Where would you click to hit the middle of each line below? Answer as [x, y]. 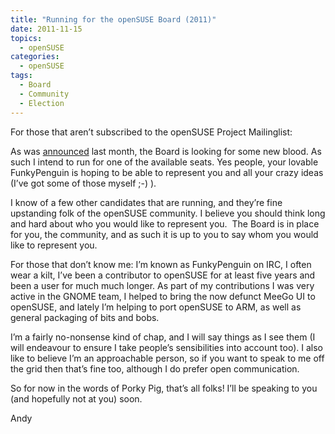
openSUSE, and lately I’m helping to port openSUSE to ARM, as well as [156, 307]
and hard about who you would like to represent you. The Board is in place [165, 223]
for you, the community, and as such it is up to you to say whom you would [164, 234]
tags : [21, 76]
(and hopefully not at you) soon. [76, 398]
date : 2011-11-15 [46, 29]
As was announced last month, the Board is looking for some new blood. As [166, 151]
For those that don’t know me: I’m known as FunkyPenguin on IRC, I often [161, 264]
